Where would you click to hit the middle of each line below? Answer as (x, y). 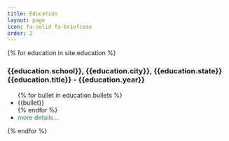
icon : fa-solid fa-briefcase (50, 27)
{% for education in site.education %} (62, 53)
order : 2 (20, 33)
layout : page (26, 20)
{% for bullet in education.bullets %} (70, 95)
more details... (38, 117)
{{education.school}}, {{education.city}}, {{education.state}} (115, 71)
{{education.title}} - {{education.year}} (76, 80)
